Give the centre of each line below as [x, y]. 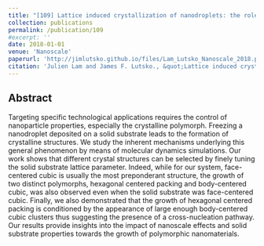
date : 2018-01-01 [37, 45]
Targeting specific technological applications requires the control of [118, 117]
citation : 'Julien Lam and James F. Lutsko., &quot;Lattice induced [123, 67]
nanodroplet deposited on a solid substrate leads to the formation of [119, 133]
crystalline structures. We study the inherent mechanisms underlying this [126, 142]
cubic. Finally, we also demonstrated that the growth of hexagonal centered [130, 200]
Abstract [30, 98]
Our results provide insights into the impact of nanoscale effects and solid [128, 225]
